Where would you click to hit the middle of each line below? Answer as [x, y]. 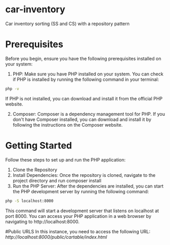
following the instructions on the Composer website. [68, 125]
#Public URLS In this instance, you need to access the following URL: [78, 231]
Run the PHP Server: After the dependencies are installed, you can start [88, 186]
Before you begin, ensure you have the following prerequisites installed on [83, 58]
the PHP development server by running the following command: [81, 191]
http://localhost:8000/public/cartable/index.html [56, 237]
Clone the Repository [35, 170]
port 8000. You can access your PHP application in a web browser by [78, 216]
